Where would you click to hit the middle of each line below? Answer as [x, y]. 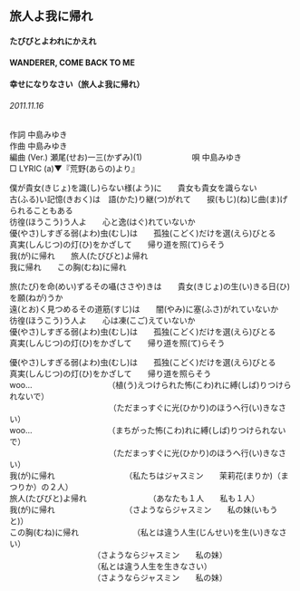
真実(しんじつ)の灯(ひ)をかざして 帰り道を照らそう [111, 373]
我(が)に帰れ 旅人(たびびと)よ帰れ [79, 256]
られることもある [41, 210]
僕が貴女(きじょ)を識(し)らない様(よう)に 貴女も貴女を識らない [133, 188]
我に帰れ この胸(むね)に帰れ [68, 267]
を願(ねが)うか [36, 298]
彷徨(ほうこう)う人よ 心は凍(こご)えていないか [102, 321]
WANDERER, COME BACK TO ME [73, 63]
